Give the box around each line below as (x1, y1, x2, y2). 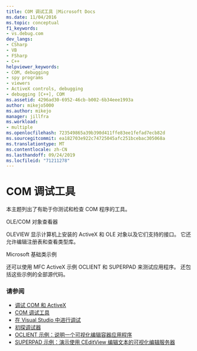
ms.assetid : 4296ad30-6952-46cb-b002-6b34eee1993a (6, 97, 134, 103)
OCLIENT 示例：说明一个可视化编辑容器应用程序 (14, 331, 133, 339)
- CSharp (6, 42, 28, 48)
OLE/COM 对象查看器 (6, 218, 58, 225)
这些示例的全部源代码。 (11, 271, 69, 278)
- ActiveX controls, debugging (6, 86, 83, 92)
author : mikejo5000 (6, 102, 54, 109)
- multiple (6, 125, 33, 130)
